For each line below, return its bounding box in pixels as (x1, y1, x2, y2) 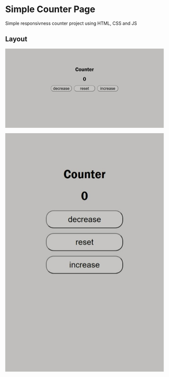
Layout (5, 35, 28, 43)
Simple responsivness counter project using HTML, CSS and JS (5, 20, 137, 26)
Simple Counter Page (5, 4, 96, 15)
